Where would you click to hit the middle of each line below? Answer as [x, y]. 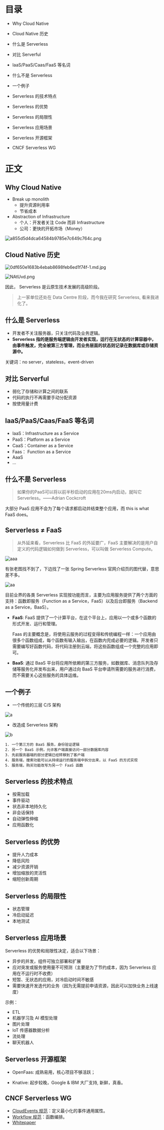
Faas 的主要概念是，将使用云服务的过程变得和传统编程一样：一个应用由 [84, 634]
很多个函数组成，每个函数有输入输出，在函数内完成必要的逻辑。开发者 [83, 640]
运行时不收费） [40, 973]
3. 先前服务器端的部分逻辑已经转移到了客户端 [45, 755]
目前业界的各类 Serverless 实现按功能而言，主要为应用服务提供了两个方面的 [82, 595]
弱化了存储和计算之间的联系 [40, 391]
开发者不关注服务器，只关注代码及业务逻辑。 [57, 333]
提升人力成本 [25, 855]
